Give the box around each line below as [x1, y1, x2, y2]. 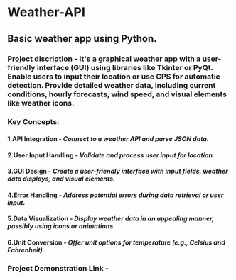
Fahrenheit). [7, 245, 45, 254]
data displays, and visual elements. [7, 174, 116, 183]
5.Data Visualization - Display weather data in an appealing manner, [7, 214, 215, 223]
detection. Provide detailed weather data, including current [7, 80, 216, 90]
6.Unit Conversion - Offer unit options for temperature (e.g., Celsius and [7, 238, 226, 247]
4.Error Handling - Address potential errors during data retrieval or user [7, 191, 224, 199]
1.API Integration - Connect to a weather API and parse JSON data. [7, 135, 210, 143]
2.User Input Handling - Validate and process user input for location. [7, 150, 215, 159]
